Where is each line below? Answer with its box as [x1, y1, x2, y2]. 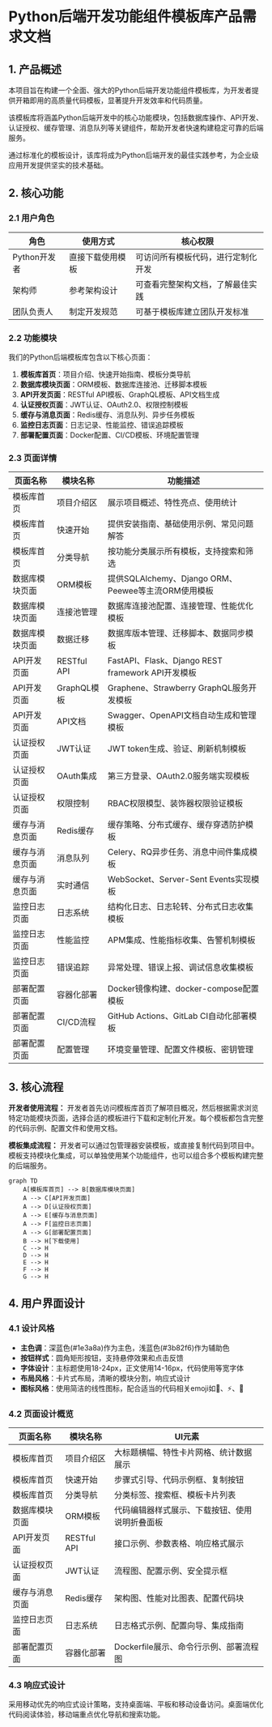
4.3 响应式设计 [8, 1680, 66, 1691]
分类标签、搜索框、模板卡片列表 [114, 1490, 236, 1501]
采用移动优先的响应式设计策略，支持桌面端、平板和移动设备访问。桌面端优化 [8, 1699, 264, 1709]
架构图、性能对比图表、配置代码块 [114, 1593, 244, 1604]
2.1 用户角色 [8, 212, 55, 224]
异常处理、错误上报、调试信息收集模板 [108, 962, 254, 973]
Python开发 [12, 251, 57, 262]
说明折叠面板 [114, 1516, 164, 1528]
